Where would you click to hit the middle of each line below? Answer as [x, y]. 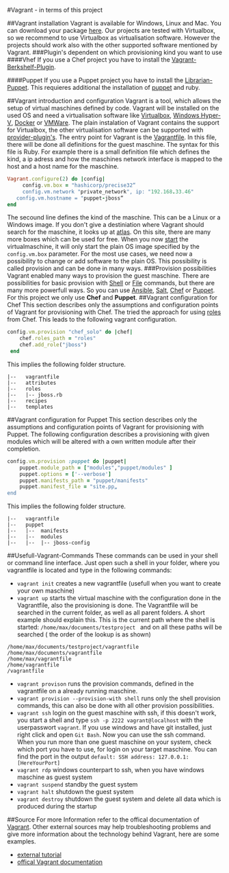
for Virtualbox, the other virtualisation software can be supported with [105, 130]
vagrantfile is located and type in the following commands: [90, 570]
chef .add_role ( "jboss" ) [53, 345]
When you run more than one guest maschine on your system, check [114, 742]
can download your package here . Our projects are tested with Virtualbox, [111, 31]
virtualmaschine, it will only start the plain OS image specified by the [103, 247]
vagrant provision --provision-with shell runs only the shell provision [119, 698]
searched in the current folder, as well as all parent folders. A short [111, 612]
